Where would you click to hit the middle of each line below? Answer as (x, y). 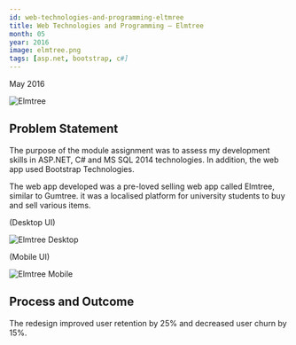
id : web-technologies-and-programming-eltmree (97, 17)
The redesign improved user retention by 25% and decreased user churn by (148, 323)
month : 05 (27, 34)
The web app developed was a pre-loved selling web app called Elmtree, (142, 186)
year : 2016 (29, 42)
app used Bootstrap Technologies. (72, 169)
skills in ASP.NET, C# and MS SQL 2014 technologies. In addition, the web (144, 160)
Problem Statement (64, 129)
